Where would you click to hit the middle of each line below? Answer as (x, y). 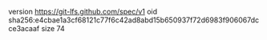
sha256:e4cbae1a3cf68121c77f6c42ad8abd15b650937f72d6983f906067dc (134, 20)
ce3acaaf (24, 28)
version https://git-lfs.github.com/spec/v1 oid (83, 12)
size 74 (53, 28)
